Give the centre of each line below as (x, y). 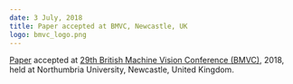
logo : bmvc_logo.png (48, 34)
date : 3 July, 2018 (46, 18)
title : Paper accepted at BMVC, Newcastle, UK (99, 26)
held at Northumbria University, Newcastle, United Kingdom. (122, 70)
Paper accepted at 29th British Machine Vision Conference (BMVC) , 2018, (147, 61)
